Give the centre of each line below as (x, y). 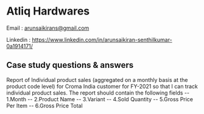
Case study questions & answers (70, 65)
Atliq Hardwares (48, 11)
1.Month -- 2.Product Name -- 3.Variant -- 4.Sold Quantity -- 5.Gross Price (100, 99)
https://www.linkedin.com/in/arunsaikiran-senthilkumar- (102, 39)
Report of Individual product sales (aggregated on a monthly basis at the (97, 79)
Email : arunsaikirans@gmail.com (48, 28)
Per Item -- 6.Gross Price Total (45, 106)
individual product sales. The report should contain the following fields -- (98, 93)
